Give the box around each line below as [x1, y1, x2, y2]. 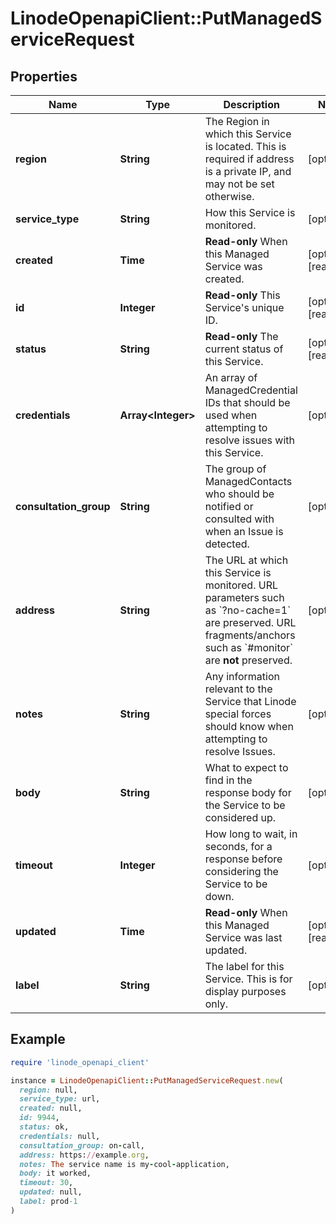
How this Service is [204, 206, 296, 219]
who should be [204, 487, 275, 501]
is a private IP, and [204, 165, 292, 178]
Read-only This [204, 288, 281, 302]
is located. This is [204, 140, 287, 153]
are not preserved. [204, 653, 293, 667]
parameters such [204, 591, 285, 604]
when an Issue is [204, 525, 284, 538]
